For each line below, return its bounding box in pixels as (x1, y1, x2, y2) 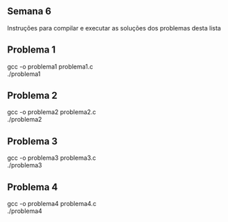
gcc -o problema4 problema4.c (7, 200, 97, 208)
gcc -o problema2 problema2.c (7, 108, 96, 116)
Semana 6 (7, 6, 52, 17)
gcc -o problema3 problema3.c (7, 154, 96, 162)
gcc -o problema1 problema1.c (7, 62, 94, 71)
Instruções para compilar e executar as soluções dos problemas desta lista (7, 24, 222, 32)
